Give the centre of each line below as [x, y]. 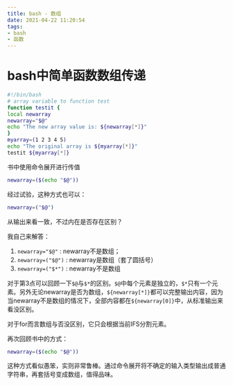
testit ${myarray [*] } [38, 153]
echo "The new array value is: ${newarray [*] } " [77, 127]
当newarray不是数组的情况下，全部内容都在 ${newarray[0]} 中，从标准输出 [112, 300]
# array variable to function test [59, 101]
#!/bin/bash [24, 95]
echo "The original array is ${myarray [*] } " [72, 146]
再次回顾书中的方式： [37, 339]
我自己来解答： [28, 236]
